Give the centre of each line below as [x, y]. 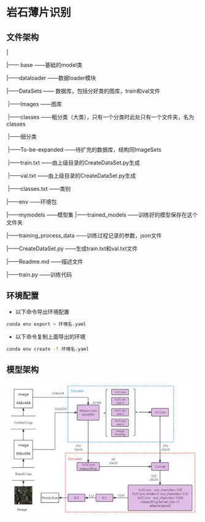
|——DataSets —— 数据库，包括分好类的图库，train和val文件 [83, 91]
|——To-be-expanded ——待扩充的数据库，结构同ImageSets [84, 150]
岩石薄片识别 [39, 13]
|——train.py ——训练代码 [39, 274]
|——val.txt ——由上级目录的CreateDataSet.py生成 [72, 176]
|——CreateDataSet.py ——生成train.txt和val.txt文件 [72, 248]
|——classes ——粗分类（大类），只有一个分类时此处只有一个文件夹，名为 [101, 117]
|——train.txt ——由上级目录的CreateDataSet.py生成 [74, 163]
